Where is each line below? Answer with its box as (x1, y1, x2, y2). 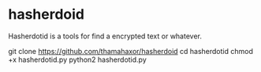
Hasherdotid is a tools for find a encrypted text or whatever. (8, 31, 203, 41)
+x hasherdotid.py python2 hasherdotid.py (8, 55, 147, 64)
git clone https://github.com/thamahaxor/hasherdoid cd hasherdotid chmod (8, 46, 254, 56)
